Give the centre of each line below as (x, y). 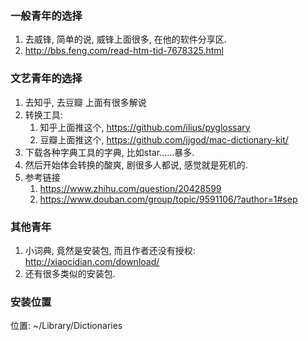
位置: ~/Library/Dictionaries (66, 326)
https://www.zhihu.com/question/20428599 (130, 188)
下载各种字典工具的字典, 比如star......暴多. (109, 152)
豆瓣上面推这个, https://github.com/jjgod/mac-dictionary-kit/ (164, 139)
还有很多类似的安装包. (70, 273)
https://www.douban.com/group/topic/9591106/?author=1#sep (168, 199)
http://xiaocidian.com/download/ (92, 261)
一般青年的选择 (46, 15)
